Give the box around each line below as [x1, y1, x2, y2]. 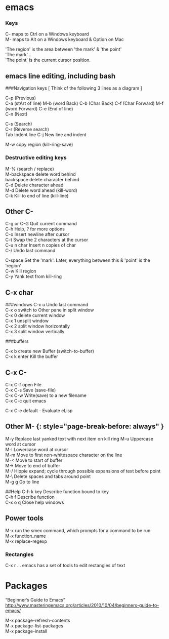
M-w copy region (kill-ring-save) [5, 141, 73, 148]
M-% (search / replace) [5, 166, 54, 172]
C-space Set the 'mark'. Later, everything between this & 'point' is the [5, 257, 150, 263]
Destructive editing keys [5, 154, 67, 161]
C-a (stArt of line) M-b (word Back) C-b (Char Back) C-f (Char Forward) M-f [5, 100, 164, 106]
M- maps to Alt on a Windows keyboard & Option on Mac [5, 36, 124, 43]
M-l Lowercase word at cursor [5, 446, 68, 452]
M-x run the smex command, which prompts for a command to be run [5, 527, 151, 533]
